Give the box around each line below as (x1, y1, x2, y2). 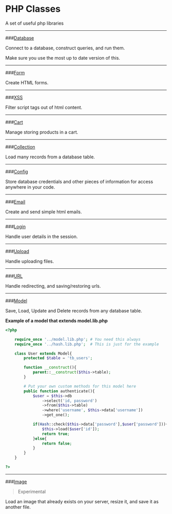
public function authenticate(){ (24, 389, 95, 394)
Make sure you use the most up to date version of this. (5, 54, 120, 61)
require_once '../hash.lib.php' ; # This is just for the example (14, 341, 159, 347)
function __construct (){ (24, 365, 77, 370)
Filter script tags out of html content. (5, 104, 83, 111)
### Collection (5, 143, 35, 150)
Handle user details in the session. (5, 233, 78, 240)
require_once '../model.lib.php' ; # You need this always (14, 337, 141, 342)
